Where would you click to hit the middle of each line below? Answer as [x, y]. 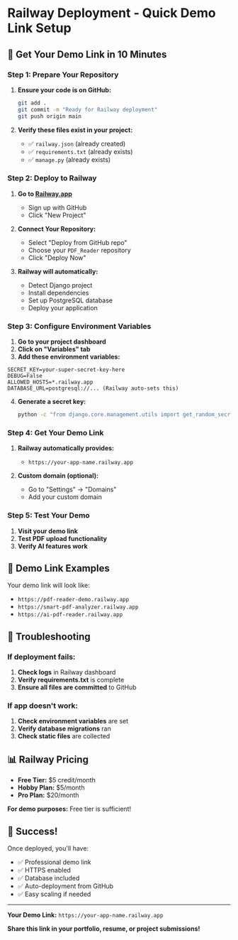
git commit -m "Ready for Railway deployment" [87, 109]
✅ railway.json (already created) [77, 143]
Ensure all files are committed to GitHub [77, 687]
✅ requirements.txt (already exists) [80, 151]
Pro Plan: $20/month [48, 795]
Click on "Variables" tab [54, 349]
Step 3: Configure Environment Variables [79, 326]
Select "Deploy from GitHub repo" [78, 242]
